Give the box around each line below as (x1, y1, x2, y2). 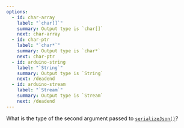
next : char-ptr (17, 53, 55, 59)
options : (6, 8, 28, 15)
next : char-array (17, 31, 61, 37)
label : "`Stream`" (17, 87, 63, 93)
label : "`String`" (17, 64, 63, 71)
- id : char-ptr (11, 37, 50, 43)
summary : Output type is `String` (17, 70, 103, 76)
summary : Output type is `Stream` (17, 93, 103, 99)
